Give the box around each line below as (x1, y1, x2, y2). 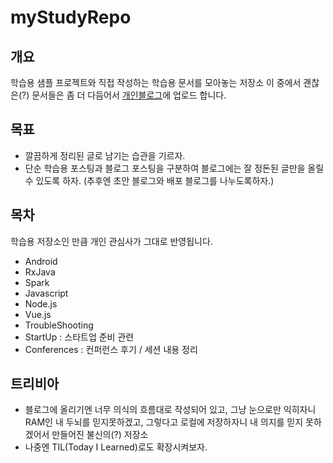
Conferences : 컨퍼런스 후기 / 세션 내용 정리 (24, 343, 198, 355)
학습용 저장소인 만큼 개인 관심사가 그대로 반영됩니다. (10, 235, 213, 247)
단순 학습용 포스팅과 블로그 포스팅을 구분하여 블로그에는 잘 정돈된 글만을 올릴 (24, 162, 325, 174)
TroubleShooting (24, 319, 94, 331)
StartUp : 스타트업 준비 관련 (24, 331, 135, 343)
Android (24, 255, 58, 267)
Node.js (24, 297, 58, 310)
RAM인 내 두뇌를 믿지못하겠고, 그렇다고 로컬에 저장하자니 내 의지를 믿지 (24, 416, 304, 428)
